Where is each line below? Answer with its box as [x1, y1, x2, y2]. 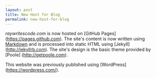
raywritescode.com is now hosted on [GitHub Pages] [5, 31, 116, 37]
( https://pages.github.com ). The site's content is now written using [5, 36, 145, 42]
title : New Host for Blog [5, 12, 60, 17]
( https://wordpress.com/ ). [5, 67, 59, 73]
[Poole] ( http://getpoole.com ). [5, 52, 68, 58]
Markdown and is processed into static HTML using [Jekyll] [5, 41, 130, 47]
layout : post [5, 7, 33, 13]
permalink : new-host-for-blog [5, 17, 70, 22]
